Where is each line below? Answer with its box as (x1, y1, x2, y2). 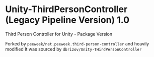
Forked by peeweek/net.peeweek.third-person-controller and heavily (5, 40, 149, 46)
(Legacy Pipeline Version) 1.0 (5, 14, 130, 26)
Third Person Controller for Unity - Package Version (5, 31, 112, 37)
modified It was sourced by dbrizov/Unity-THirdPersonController (5, 46, 142, 52)
